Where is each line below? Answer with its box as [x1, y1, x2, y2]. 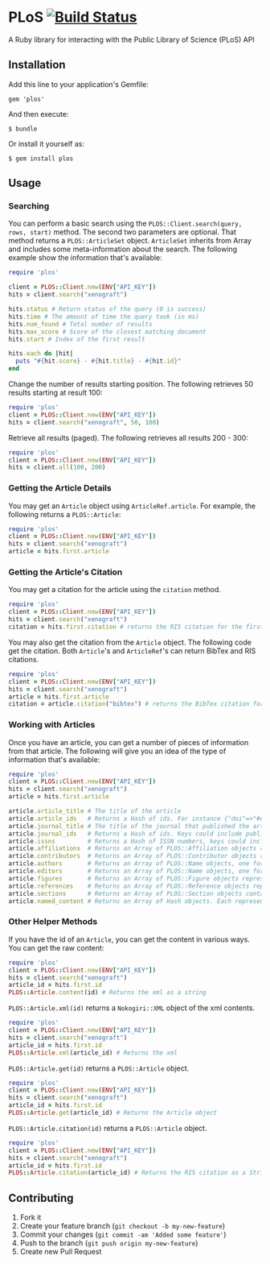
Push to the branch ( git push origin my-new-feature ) [19, 1238, 198, 1248]
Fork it [19, 1212, 42, 1222]
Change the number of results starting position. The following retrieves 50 [8, 379, 254, 389]
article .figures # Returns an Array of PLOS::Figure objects [8, 874, 239, 882]
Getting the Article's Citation [8, 566, 123, 578]
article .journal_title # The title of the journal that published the [8, 822, 250, 830]
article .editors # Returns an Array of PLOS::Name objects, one [8, 867, 250, 876]
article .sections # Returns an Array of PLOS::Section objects [8, 889, 243, 897]
